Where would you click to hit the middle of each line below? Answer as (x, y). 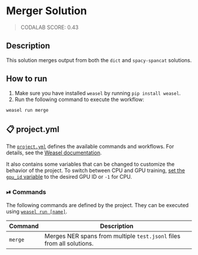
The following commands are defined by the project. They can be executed (98, 205)
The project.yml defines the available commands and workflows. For (90, 147)
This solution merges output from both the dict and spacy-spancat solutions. (99, 60)
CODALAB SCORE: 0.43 (49, 27)
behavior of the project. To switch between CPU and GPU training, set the (96, 170)
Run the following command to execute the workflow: (79, 99)
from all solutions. (69, 243)
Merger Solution (47, 11)
